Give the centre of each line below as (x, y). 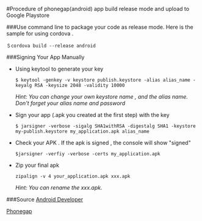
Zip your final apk (37, 165)
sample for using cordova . (40, 33)
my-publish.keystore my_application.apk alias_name (82, 132)
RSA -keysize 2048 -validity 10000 (80, 85)
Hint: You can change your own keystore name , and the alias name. (101, 96)
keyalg (23, 85)
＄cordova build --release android (51, 46)
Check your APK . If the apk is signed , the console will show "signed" (103, 143)
